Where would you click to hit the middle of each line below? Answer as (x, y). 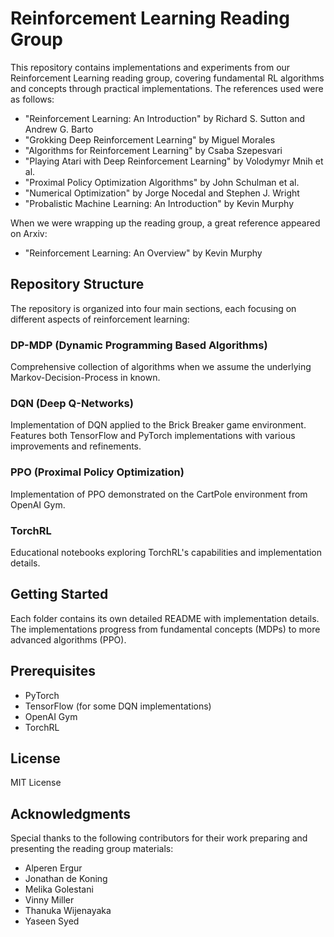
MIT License (36, 783)
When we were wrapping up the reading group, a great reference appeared (165, 223)
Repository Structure (77, 284)
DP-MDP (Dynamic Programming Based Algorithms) (139, 345)
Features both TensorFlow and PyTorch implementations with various (153, 436)
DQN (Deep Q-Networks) (72, 403)
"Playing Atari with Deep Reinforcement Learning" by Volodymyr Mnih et (174, 161)
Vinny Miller (49, 900)
